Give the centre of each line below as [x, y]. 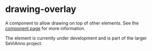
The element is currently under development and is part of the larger [76, 38]
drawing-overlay [41, 9]
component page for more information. [45, 28]
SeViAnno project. [24, 43]
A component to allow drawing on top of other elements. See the [72, 23]
